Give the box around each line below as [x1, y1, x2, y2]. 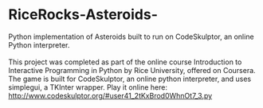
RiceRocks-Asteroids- [8, 6, 158, 24]
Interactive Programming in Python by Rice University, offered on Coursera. [8, 65, 257, 75]
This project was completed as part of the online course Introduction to [8, 57, 242, 67]
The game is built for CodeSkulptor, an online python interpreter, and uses [8, 74, 252, 83]
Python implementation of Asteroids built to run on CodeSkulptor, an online [8, 32, 254, 41]
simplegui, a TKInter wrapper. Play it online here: [8, 82, 167, 92]
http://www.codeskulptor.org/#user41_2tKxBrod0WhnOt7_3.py [8, 91, 213, 100]
